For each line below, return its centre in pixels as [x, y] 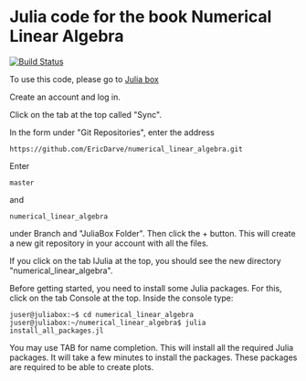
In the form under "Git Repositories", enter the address [112, 132]
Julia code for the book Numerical [141, 17]
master [22, 183]
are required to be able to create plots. [82, 366]
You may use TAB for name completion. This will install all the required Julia [152, 347]
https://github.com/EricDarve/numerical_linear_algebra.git [127, 149]
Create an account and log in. [65, 97]
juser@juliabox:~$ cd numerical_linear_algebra [102, 314]
